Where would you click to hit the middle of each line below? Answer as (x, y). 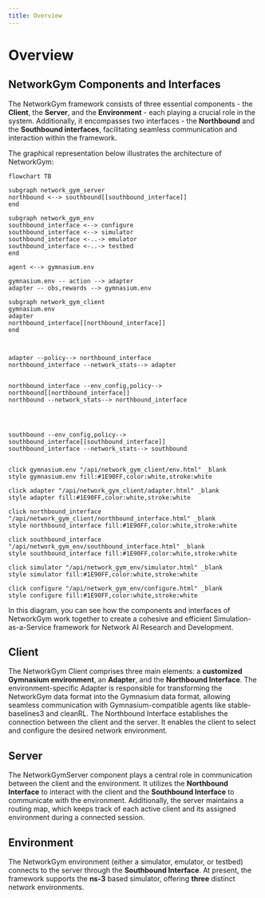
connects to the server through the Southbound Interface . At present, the (130, 870)
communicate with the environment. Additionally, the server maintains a (126, 801)
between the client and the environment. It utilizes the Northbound (119, 784)
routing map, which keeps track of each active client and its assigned (122, 809)
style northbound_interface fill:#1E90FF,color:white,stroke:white (123, 525)
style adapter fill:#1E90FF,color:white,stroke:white (100, 497)
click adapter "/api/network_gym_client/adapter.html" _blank (114, 491)
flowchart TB (30, 176)
